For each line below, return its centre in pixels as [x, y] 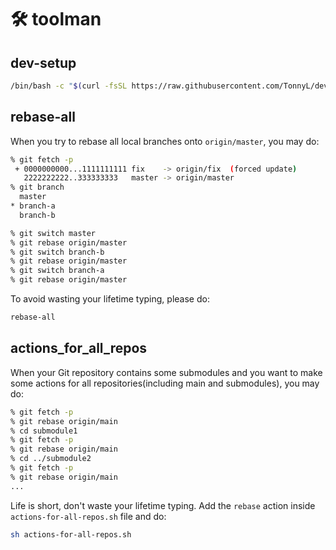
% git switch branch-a [57, 271]
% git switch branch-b [57, 252]
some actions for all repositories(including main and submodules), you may [165, 383]
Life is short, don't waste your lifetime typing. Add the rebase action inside [163, 505]
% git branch [37, 187]
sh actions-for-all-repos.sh [71, 534]
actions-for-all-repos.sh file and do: [88, 516]
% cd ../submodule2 [51, 459]
